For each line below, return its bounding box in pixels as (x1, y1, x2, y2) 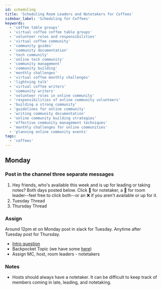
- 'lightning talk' (9, 79, 49, 84)
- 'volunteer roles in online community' (9, 93, 95, 98)
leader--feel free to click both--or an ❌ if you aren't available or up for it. (12, 192, 158, 198)
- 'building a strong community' (9, 102, 77, 107)
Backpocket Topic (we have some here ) (12, 246, 92, 252)
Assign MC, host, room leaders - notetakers (12, 251, 100, 257)
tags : (5, 134, 16, 139)
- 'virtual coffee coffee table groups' (9, 30, 92, 35)
